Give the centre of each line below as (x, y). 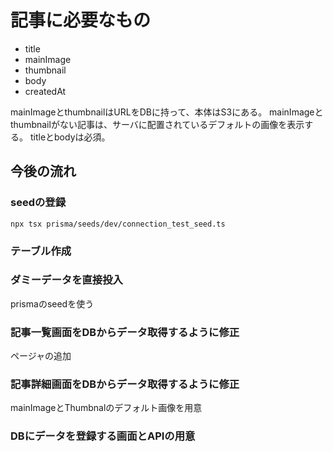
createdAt (45, 91)
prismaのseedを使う (52, 303)
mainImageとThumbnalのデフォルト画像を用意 (106, 408)
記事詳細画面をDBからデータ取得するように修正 (125, 384)
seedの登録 (38, 203)
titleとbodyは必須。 (70, 137)
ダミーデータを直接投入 (66, 280)
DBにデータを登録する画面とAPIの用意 (103, 436)
